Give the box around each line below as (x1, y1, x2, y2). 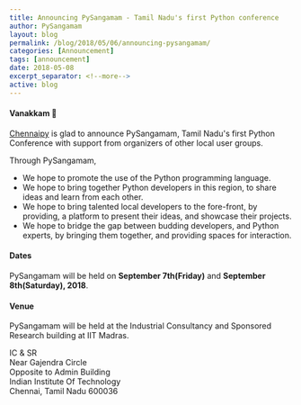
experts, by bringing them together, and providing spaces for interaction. (22, 229, 292, 240)
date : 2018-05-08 (9, 64, 75, 73)
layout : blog (9, 30, 58, 39)
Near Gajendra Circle (9, 357, 87, 368)
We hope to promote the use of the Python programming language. (22, 172, 271, 183)
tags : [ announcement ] (9, 55, 91, 64)
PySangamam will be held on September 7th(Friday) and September (9, 271, 266, 282)
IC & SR (9, 347, 38, 358)
